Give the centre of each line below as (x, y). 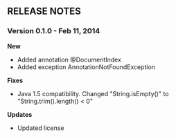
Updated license (41, 128)
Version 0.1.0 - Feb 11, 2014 (54, 31)
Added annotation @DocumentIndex (69, 59)
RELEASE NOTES (44, 11)
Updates (20, 114)
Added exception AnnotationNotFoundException (86, 67)
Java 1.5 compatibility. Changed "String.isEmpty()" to (93, 93)
